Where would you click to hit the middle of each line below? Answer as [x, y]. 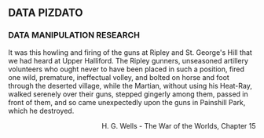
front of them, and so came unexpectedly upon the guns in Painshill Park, [127, 102]
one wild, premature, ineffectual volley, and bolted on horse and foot [119, 77]
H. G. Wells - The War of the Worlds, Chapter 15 [179, 125]
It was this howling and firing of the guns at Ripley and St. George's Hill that [130, 52]
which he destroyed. [41, 111]
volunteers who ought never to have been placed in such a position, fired [126, 69]
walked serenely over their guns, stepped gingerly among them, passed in [128, 94]
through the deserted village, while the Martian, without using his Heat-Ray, [130, 85]
